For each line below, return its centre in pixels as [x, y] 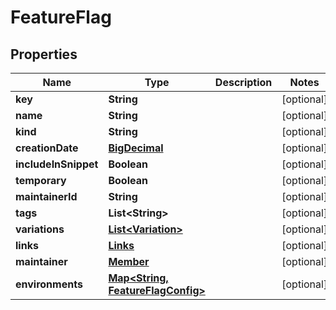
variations [40, 229]
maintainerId [46, 196]
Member [129, 261]
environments [49, 284]
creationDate [47, 148]
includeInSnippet [57, 164]
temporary [41, 180]
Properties [44, 54]
